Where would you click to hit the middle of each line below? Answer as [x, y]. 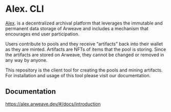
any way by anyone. [26, 60]
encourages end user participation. [42, 34]
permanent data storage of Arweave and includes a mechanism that [77, 28]
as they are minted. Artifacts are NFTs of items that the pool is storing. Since [86, 49]
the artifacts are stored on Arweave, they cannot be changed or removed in [85, 55]
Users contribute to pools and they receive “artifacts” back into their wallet [84, 43]
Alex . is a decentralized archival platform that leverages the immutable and [84, 23]
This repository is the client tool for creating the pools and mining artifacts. [84, 70]
